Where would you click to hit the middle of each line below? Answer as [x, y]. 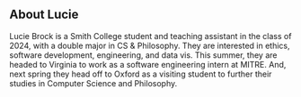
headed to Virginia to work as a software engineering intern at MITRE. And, [148, 64]
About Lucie [44, 15]
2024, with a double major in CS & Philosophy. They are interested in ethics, [150, 45]
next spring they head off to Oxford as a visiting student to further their [141, 74]
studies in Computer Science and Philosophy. [93, 83]
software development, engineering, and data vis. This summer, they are [143, 55]
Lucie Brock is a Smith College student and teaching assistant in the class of [150, 36]
